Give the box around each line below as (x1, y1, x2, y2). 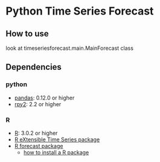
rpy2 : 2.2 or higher (14, 100, 62, 107)
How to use (5, 29, 49, 39)
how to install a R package (23, 149, 89, 156)
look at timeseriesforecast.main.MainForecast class (5, 44, 134, 52)
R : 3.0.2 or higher (14, 129, 58, 137)
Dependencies (5, 62, 62, 72)
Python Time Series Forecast (5, 4, 154, 18)
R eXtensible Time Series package (14, 135, 100, 143)
